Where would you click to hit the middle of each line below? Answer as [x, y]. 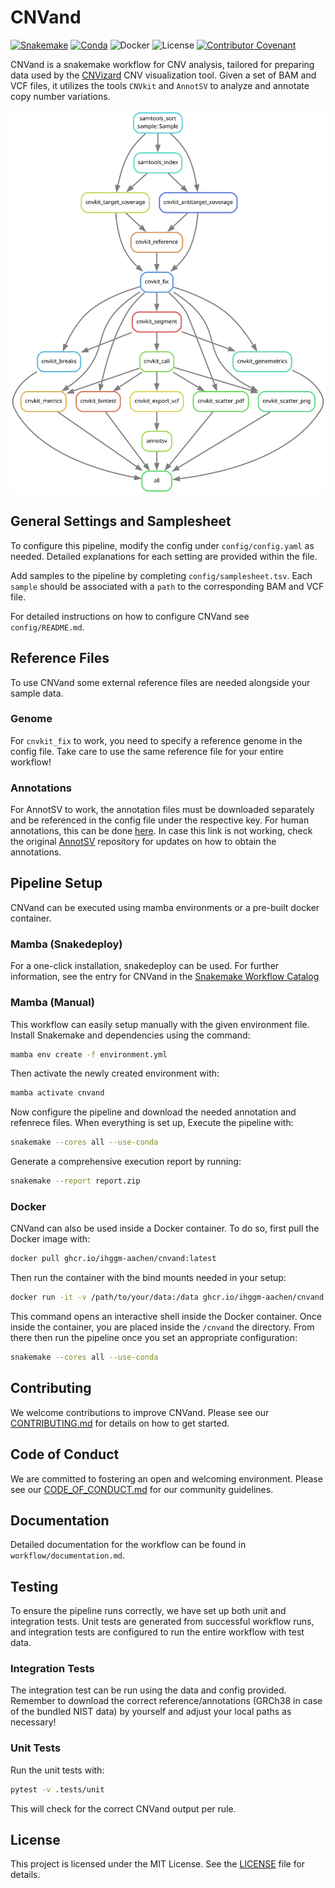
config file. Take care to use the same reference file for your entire [147, 751]
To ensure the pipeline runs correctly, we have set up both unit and [148, 1611]
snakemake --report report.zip [75, 1181]
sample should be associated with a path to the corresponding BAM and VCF [167, 586]
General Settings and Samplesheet [121, 521]
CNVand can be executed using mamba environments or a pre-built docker [165, 907]
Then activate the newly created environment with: [115, 1073]
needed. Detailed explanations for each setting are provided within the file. [164, 556]
